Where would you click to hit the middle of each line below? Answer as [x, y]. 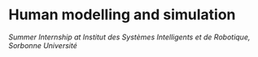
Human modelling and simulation [122, 15]
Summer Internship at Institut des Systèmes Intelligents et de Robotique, [129, 37]
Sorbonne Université [43, 45]
